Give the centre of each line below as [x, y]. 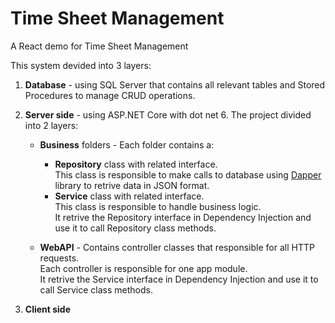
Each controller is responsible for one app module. [143, 268]
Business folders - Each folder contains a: [127, 144]
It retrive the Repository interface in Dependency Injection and [183, 217]
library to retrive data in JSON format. [132, 185]
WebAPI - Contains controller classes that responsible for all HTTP [177, 247]
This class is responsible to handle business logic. [158, 206]
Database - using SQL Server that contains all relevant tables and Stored [175, 84]
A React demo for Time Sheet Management [99, 46]
